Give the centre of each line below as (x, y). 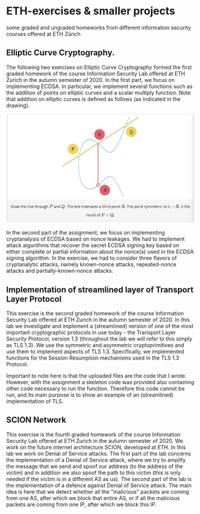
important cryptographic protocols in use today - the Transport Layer (91, 333)
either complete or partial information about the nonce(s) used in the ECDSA (100, 252)
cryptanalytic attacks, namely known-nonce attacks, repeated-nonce (91, 264)
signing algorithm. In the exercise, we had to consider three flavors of (92, 258)
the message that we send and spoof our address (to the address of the (95, 466)
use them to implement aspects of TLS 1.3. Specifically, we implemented (95, 352)
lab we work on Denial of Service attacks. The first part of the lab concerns (99, 454)
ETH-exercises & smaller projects (91, 11)
